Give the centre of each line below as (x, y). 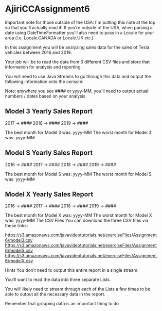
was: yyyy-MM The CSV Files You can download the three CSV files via (77, 221)
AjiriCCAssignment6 (47, 9)
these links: (17, 226)
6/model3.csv (19, 240)
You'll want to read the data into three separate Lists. (58, 279)
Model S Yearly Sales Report (49, 153)
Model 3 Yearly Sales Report (49, 111)
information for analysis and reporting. (43, 67)
